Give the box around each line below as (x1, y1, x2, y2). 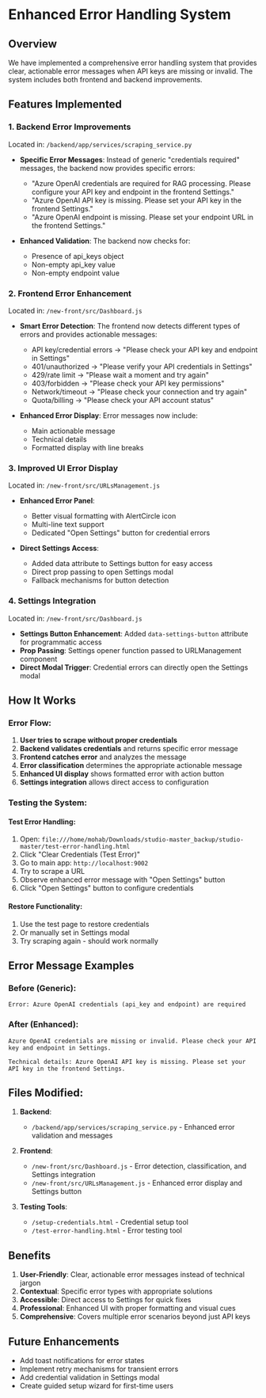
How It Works (8, 693, 77, 707)
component (19, 654, 58, 663)
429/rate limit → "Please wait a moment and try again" (31, 370, 210, 379)
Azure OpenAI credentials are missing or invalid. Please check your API (8, 1037, 257, 1045)
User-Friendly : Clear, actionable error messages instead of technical (19, 1270, 245, 1279)
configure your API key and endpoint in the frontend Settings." (31, 187, 235, 196)
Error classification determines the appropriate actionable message (19, 761, 243, 770)
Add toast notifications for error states (19, 1356, 145, 1366)
